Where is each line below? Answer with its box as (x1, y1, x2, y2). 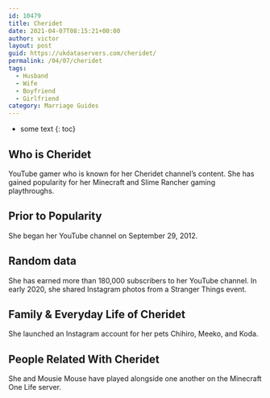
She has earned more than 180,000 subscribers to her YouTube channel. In (8, 275, 257, 285)
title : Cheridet (8, 19, 63, 27)
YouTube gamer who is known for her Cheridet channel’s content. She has (8, 169, 255, 178)
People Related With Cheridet (8, 352, 160, 366)
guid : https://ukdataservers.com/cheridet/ (8, 49, 157, 57)
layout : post (8, 42, 52, 50)
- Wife (15, 79, 38, 87)
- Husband (15, 72, 48, 80)
